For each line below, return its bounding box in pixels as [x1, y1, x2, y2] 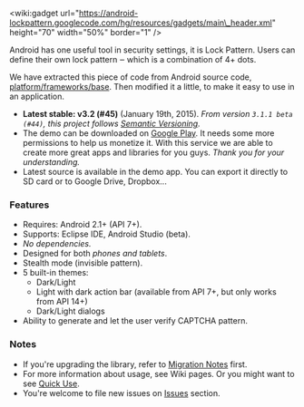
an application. [9, 91, 65, 102]
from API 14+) [35, 296, 88, 307]
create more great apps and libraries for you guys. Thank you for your [22, 147, 285, 158]
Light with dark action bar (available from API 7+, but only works [35, 286, 277, 297]
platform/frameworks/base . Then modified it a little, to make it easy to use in [9, 82, 295, 92]
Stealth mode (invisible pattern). [22, 257, 143, 268]
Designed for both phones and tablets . [22, 248, 168, 259]
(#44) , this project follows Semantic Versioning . [22, 118, 201, 129]
